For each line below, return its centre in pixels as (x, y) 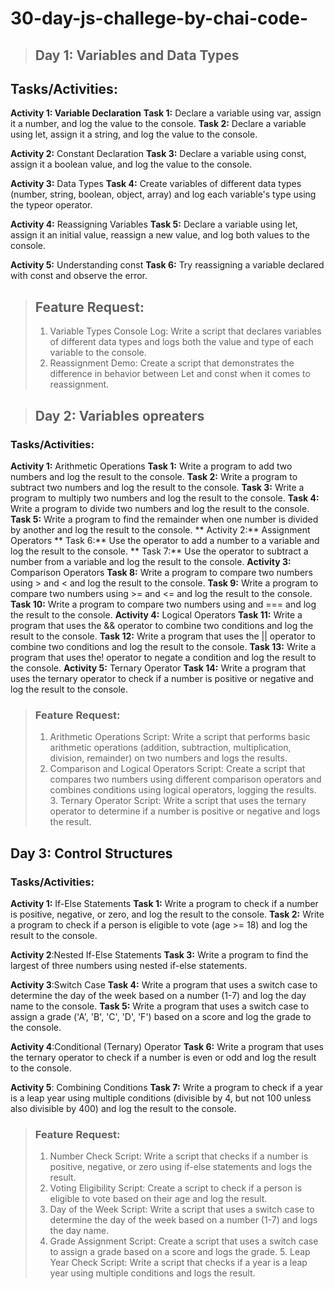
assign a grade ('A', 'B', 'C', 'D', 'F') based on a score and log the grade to (161, 1016)
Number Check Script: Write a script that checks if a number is (179, 1156)
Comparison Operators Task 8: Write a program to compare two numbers (161, 572)
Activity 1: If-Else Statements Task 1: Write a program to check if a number (164, 903)
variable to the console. (98, 353)
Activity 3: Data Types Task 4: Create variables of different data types (156, 184)
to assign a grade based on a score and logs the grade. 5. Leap (180, 1252)
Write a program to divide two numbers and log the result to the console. (160, 508)
